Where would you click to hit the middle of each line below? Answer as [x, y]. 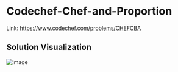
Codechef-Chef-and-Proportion [89, 11]
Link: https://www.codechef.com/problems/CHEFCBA [74, 28]
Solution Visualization [49, 47]
